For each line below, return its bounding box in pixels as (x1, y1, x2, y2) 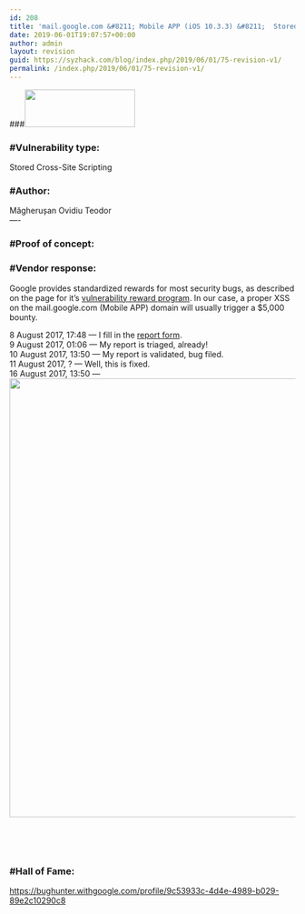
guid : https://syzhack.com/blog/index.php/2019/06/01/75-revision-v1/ (9, 55, 282, 65)
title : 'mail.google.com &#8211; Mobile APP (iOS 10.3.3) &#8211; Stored (9, 22, 299, 31)
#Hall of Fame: (9, 865, 75, 878)
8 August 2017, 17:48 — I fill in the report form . (9, 329, 182, 340)
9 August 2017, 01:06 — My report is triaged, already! (9, 338, 209, 350)
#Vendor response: (9, 262, 97, 275)
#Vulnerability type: (9, 141, 100, 154)
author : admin (9, 38, 64, 48)
